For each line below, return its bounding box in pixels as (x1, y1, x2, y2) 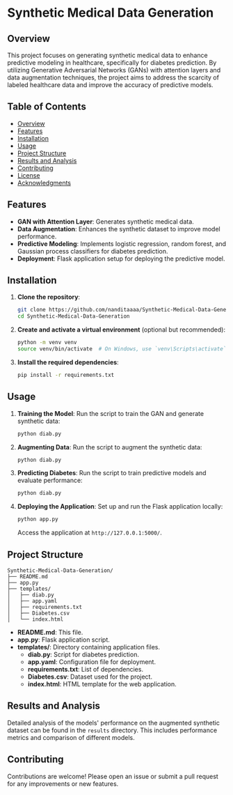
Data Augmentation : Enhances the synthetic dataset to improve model (17, 224, 220, 233)
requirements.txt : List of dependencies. (27, 665, 144, 673)
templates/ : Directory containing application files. (17, 642, 160, 651)
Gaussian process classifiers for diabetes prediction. (17, 247, 168, 255)
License (17, 171, 40, 179)
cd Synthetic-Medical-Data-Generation (17, 313, 130, 320)
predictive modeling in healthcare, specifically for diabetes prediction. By (7, 59, 217, 67)
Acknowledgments (17, 178, 72, 187)
